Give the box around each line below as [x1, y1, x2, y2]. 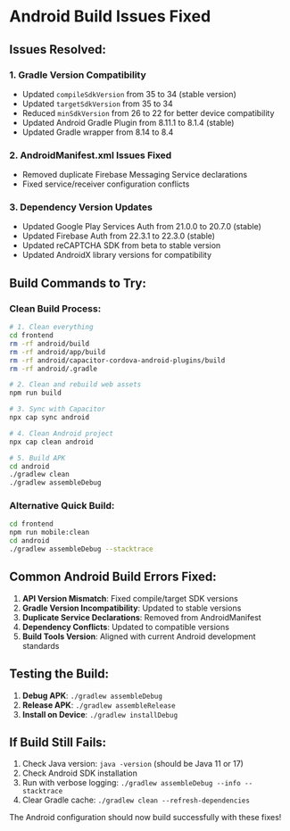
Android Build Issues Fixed [9, 6, 211, 27]
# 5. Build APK [9, 453, 66, 462]
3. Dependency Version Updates [9, 201, 153, 213]
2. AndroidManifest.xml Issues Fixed [9, 149, 172, 162]
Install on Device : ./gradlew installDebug [21, 709, 178, 719]
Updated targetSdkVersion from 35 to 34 [21, 98, 174, 109]
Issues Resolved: [9, 42, 107, 57]
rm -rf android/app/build [9, 347, 105, 356]
